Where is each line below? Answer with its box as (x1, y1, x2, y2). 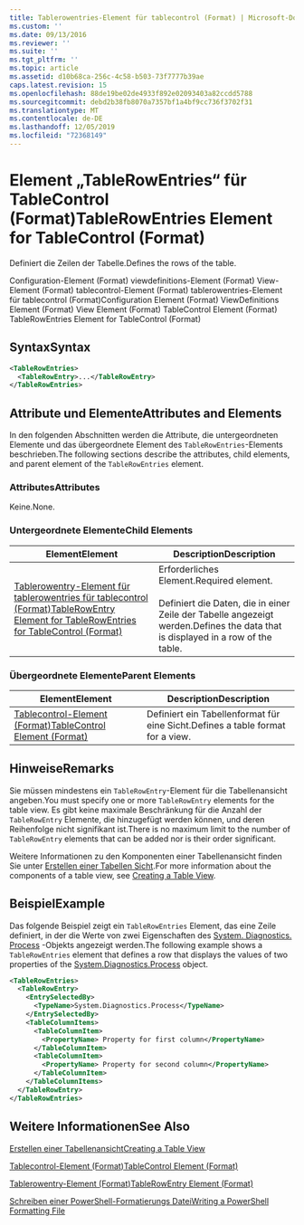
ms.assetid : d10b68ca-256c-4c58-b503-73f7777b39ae (9, 72, 204, 81)
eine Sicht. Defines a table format (146, 718, 286, 731)
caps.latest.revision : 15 (9, 81, 107, 90)
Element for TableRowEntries (14, 613, 138, 626)
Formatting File (9, 1205, 66, 1216)
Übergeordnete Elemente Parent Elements (9, 669, 196, 681)
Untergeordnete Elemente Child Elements (9, 524, 193, 537)
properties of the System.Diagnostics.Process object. (9, 958, 209, 969)
